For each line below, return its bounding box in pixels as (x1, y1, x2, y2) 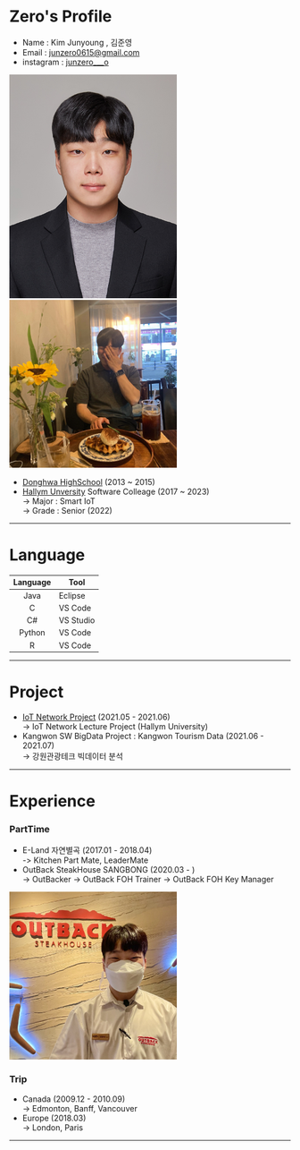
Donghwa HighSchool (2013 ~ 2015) (21, 476, 156, 487)
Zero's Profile (9, 6, 112, 27)
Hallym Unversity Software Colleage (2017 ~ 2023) (21, 486, 210, 497)
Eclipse (58, 590, 86, 601)
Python (19, 627, 46, 638)
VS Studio (58, 615, 96, 626)
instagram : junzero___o (21, 56, 109, 67)
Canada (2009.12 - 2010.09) (21, 1094, 126, 1104)
